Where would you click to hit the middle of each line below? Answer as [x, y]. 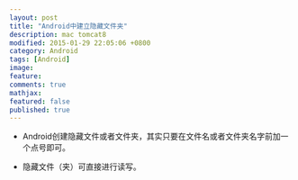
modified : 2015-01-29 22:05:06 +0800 [80, 43]
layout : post [34, 18]
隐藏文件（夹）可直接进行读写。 [81, 166]
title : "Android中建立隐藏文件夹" [68, 26]
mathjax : [26, 93]
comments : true [38, 85]
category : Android [44, 51]
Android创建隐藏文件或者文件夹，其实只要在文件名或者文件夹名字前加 [151, 137]
